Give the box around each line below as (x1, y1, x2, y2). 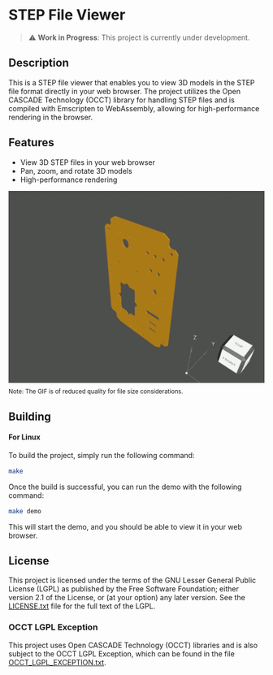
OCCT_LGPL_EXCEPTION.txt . (8, 657, 107, 667)
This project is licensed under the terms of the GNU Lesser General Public (8, 575, 257, 586)
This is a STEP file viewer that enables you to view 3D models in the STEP (8, 77, 255, 87)
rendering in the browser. (8, 112, 93, 122)
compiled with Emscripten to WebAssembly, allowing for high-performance (8, 103, 260, 113)
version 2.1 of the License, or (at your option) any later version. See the (8, 593, 245, 603)
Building (8, 409, 51, 423)
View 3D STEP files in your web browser (19, 157, 156, 167)
